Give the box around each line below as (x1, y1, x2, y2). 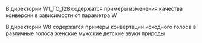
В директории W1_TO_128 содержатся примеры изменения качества (5, 5, 183, 12)
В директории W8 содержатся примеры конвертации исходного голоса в (5, 24, 197, 30)
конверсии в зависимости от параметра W (5, 12, 117, 19)
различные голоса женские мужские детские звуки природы (5, 30, 165, 37)
